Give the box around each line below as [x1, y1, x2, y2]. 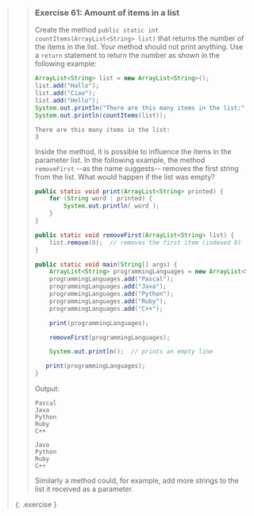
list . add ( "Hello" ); [34, 96, 100, 104]
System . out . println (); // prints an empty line [49, 347, 214, 356]
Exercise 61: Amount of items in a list [34, 7, 180, 18]
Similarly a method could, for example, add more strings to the [34, 476, 239, 486]
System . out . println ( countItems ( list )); [34, 111, 167, 119]
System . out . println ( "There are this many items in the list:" [34, 103, 245, 112]
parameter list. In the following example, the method [34, 155, 206, 165]
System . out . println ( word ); [63, 202, 160, 210]
